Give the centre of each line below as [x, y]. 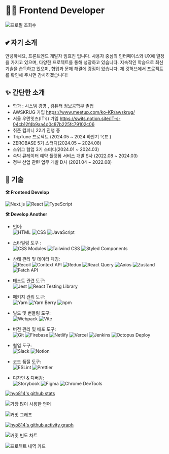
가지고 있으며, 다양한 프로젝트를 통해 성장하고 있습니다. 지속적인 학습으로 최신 [87, 62]
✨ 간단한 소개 [25, 93]
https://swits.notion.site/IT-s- [90, 118]
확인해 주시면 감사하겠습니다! [39, 75]
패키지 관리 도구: [29, 297]
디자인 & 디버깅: [28, 378]
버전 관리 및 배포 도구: [34, 329]
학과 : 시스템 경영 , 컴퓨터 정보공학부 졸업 [53, 106]
